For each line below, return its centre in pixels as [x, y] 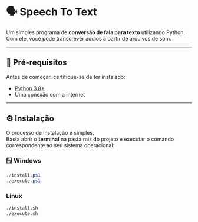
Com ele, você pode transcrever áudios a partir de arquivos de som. [89, 38]
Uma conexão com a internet [50, 94]
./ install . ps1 [24, 175]
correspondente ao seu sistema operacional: [60, 145]
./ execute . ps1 [24, 181]
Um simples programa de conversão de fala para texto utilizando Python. [96, 32]
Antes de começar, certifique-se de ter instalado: [66, 77]
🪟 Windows [24, 161]
